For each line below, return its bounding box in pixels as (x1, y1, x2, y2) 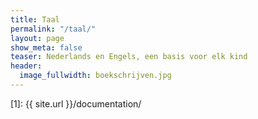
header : (10, 61, 43, 71)
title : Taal (10, 14, 60, 25)
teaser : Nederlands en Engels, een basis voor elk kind (10, 52, 248, 62)
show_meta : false (10, 42, 83, 53)
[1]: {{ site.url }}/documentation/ (10, 97, 142, 110)
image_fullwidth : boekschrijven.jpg (19, 71, 172, 81)
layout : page (10, 33, 65, 43)
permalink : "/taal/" (10, 24, 97, 34)
